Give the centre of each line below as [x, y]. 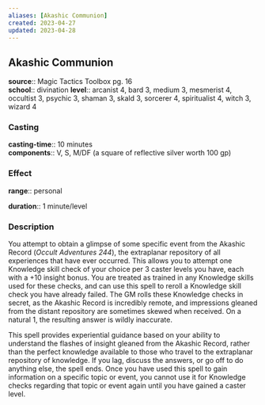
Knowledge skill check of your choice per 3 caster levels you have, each [126, 269]
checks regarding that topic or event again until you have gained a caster [127, 386]
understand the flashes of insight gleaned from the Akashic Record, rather [129, 344]
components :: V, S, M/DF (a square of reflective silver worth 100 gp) [120, 153]
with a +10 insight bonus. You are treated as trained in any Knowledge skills [131, 277]
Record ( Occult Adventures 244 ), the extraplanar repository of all [115, 252]
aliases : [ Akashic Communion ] [58, 15]
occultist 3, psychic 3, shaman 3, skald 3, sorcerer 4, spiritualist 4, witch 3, [130, 98]
